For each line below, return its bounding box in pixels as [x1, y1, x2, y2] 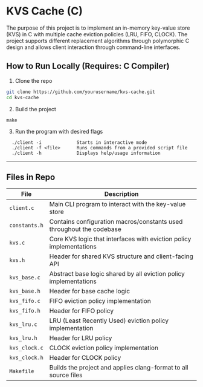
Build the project [14, 105, 56, 112]
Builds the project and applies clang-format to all [49, 363, 188, 372]
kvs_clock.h [9, 354, 44, 361]
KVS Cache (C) [6, 4, 83, 18]
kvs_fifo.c [9, 298, 40, 305]
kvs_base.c [9, 274, 40, 281]
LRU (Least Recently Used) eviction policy [49, 316, 169, 325]
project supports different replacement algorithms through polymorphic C [6, 37, 190, 44]
